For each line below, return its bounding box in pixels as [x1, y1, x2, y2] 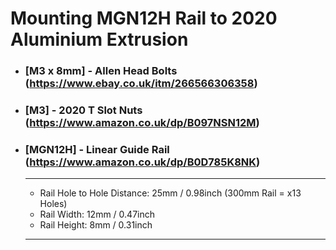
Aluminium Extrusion [10, 28, 189, 51]
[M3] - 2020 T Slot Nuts [24, 103, 143, 117]
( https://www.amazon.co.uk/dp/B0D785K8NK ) [24, 155, 261, 169]
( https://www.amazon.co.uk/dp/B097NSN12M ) [24, 116, 260, 130]
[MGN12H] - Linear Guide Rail [24, 142, 170, 156]
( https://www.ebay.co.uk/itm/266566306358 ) [24, 77, 258, 91]
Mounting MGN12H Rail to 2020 [10, 7, 278, 30]
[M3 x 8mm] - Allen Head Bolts [24, 64, 178, 78]
